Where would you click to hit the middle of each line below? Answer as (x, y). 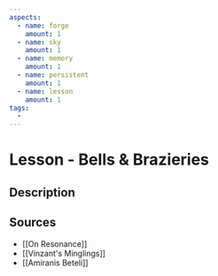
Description (42, 192)
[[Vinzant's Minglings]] (64, 253)
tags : (19, 108)
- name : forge (43, 26)
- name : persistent (53, 75)
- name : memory (45, 58)
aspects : (25, 17)
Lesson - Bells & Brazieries (109, 160)
